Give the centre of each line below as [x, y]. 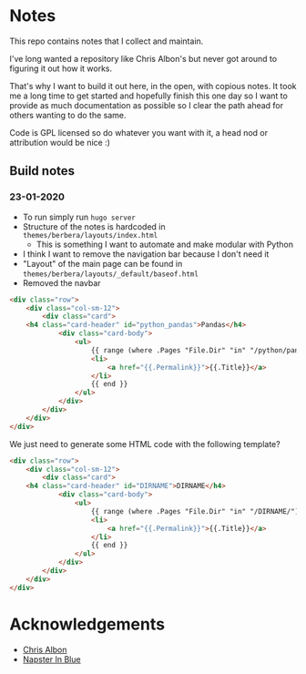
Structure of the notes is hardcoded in [94, 226]
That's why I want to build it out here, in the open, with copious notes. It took [153, 86]
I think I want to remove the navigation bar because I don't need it [146, 254]
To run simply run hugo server [79, 217]
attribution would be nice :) [60, 142]
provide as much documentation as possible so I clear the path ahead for [147, 105]
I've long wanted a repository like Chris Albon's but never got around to [143, 58]
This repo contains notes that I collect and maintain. [107, 41]
